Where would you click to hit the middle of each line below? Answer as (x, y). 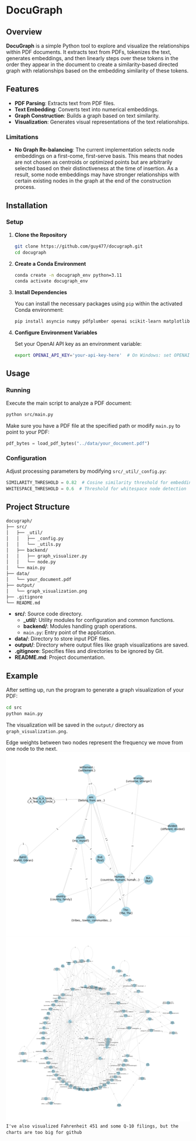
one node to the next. (32, 748)
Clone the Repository (41, 235)
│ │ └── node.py (31, 562)
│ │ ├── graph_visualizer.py (47, 556)
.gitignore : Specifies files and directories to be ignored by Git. (89, 651)
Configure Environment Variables (56, 333)
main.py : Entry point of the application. (69, 633)
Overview (24, 32)
